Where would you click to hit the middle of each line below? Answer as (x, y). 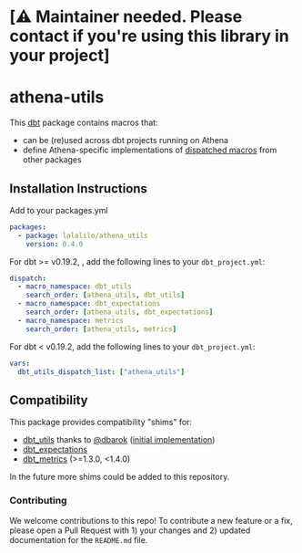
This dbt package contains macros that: (84, 123)
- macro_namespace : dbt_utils (75, 287)
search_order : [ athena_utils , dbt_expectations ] (120, 312)
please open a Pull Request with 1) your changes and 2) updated (130, 530)
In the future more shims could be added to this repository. (120, 477)
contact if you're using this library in (149, 36)
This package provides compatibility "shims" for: (101, 423)
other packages (52, 160)
